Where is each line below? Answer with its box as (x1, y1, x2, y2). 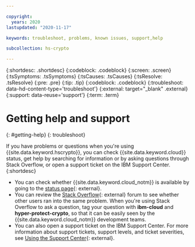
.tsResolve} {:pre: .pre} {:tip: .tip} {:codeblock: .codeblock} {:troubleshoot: (6, 79, 184, 86)
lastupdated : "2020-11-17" (6, 25, 72, 30)
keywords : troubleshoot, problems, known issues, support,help (6, 35, 163, 41)
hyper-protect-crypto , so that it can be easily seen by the (14, 210, 155, 217)
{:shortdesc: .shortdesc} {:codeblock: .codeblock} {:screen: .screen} (6, 67, 172, 74)
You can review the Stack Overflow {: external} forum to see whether (14, 191, 179, 199)
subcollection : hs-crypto (6, 46, 69, 51)
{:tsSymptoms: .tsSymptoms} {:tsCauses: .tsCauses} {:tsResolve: (6, 73, 162, 80)
